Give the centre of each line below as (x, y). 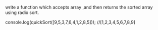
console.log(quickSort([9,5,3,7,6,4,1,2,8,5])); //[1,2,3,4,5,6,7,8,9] (70, 22)
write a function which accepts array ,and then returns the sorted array (79, 7)
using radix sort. (22, 12)
